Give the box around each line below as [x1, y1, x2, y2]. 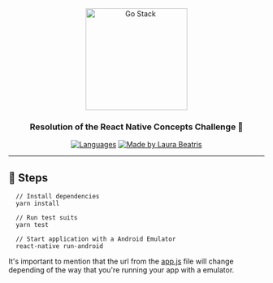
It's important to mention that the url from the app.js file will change [8, 256, 234, 267]
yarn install [15, 199, 60, 208]
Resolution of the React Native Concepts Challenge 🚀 [29, 121, 244, 133]
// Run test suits [15, 214, 79, 222]
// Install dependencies [15, 193, 100, 201]
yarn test [15, 221, 49, 229]
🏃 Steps [8, 171, 49, 185]
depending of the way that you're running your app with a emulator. [8, 265, 235, 275]
